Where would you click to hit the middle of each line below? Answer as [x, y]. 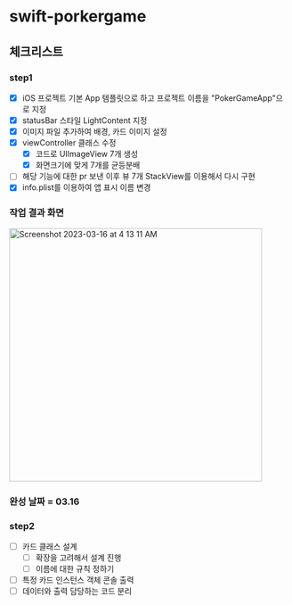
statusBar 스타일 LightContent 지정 [85, 120]
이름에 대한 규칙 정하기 [75, 569]
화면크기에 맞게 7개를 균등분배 [88, 165]
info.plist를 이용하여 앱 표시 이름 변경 [86, 187]
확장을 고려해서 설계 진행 [78, 557]
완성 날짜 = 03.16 [45, 501]
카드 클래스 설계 [49, 546]
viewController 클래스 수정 [69, 143]
